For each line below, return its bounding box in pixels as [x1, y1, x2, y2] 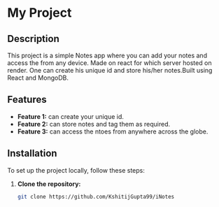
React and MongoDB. [7, 73, 69, 82]
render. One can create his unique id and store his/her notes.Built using [7, 66, 213, 74]
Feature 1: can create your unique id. [17, 112, 125, 120]
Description [7, 33, 59, 45]
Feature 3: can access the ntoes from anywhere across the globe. [17, 127, 209, 136]
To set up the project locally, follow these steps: [7, 166, 146, 174]
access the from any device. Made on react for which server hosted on [7, 59, 212, 67]
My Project [7, 5, 72, 21]
